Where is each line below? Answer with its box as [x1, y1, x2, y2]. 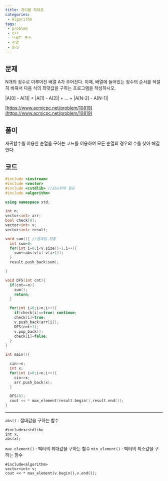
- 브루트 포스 [7, 36, 31, 41]
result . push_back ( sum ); [9, 260, 59, 265]
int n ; [5, 209, 19, 214]
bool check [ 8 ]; [5, 218, 37, 223]
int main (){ [5, 352, 30, 357]
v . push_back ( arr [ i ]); [14, 320, 59, 325]
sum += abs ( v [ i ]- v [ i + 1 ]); [14, 250, 64, 255]
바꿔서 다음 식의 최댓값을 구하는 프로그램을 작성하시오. [10, 85, 116, 91]
